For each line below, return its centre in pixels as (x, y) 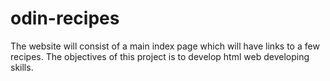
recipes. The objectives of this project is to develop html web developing (160, 56)
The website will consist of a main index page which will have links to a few (165, 46)
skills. (22, 67)
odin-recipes (65, 18)
